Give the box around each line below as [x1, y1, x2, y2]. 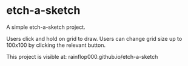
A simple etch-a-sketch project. [6, 23, 86, 31]
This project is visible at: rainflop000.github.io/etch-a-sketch [6, 53, 158, 60]
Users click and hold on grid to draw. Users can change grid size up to [6, 35, 183, 42]
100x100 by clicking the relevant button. [6, 41, 106, 49]
